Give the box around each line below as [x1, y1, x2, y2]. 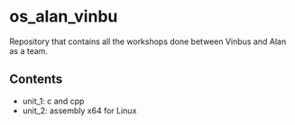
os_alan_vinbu [9, 6, 118, 27]
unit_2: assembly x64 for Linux [22, 105, 137, 116]
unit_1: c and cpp [22, 95, 85, 106]
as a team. [9, 45, 48, 56]
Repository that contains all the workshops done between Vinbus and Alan [9, 36, 287, 47]
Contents [9, 72, 63, 87]
